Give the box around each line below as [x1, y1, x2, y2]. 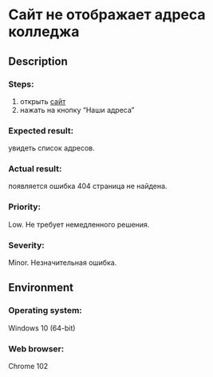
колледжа [8, 22, 80, 41]
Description [8, 54, 68, 68]
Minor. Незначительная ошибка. [8, 258, 117, 267]
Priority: [8, 202, 41, 213]
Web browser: [8, 343, 65, 354]
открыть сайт [19, 96, 66, 106]
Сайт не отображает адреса [8, 6, 206, 24]
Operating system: [8, 305, 82, 316]
